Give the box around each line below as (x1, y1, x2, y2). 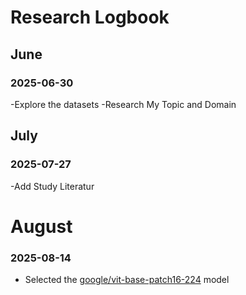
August (10, 215, 73, 238)
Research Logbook (10, 6, 170, 29)
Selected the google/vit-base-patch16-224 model (24, 274, 230, 286)
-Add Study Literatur (10, 180, 95, 192)
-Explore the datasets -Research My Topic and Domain (10, 98, 237, 110)
